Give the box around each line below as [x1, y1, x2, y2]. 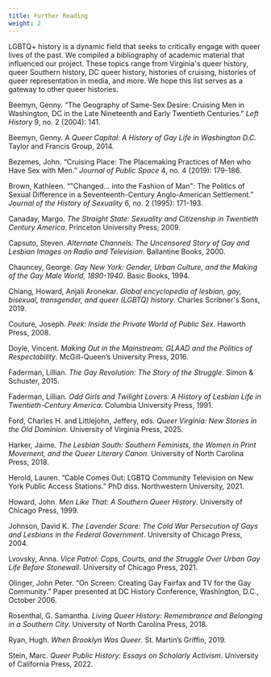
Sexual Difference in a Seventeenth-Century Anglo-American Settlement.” [8, 189, 254, 199]
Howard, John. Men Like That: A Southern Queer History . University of [8, 496, 244, 506]
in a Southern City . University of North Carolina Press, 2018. [8, 619, 208, 629]
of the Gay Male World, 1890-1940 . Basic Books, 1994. [8, 271, 190, 280]
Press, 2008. [8, 327, 51, 337]
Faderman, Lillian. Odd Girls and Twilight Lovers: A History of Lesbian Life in [8, 392, 262, 401]
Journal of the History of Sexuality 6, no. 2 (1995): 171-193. [8, 198, 203, 208]
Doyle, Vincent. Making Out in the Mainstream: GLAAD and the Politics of [8, 343, 252, 353]
